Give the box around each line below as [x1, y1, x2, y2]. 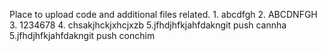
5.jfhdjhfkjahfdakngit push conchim [9, 30, 156, 41]
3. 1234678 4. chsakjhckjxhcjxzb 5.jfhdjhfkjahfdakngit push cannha [9, 19, 287, 31]
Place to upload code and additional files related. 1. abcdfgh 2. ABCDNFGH [9, 9, 318, 20]
